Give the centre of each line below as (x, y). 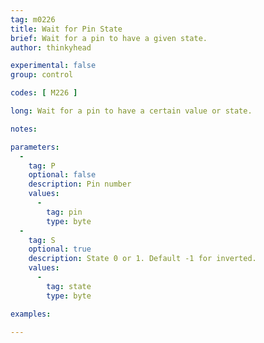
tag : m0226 (33, 19)
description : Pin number (80, 184)
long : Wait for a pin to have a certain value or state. (131, 111)
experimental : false (53, 66)
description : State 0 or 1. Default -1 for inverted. (142, 259)
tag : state (69, 286)
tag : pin (64, 212)
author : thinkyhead (51, 47)
